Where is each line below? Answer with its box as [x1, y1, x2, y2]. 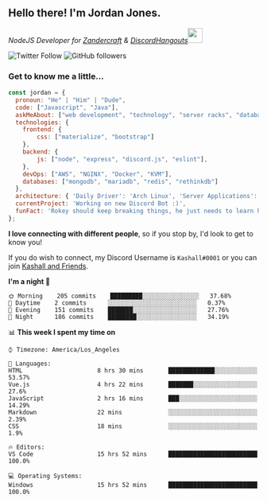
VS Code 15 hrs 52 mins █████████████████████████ [8, 449, 258, 458]
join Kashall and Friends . [8, 261, 89, 270]
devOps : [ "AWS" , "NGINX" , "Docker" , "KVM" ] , [22, 170, 172, 178]
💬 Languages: [8, 360, 52, 368]
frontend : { [22, 126, 62, 134]
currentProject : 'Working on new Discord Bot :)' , [15, 200, 187, 208]
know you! [8, 237, 42, 247]
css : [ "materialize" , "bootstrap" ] [37, 133, 155, 142]
